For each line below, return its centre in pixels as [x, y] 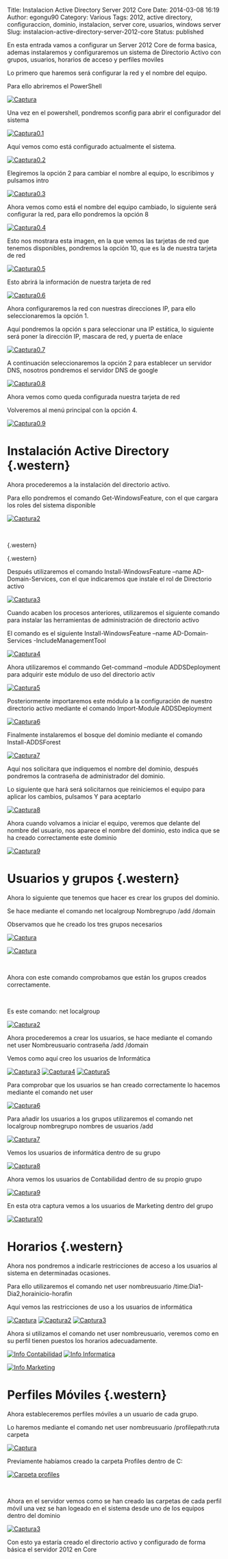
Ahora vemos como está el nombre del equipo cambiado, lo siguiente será [112, 207]
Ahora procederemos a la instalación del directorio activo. [89, 484]
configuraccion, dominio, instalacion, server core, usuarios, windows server [114, 24]
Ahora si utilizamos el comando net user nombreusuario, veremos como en [113, 1333]
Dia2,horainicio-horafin [40, 1293]
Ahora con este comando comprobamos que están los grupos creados [107, 977]
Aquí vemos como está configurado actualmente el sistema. [92, 146]
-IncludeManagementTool [69, 640]
